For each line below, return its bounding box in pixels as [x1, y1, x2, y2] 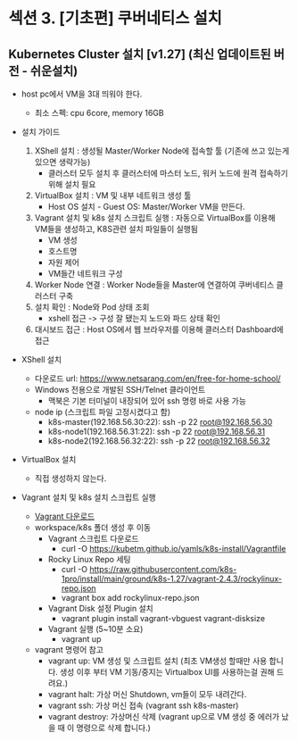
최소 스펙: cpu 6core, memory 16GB [34, 108, 164, 118]
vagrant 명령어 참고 [34, 645, 104, 654]
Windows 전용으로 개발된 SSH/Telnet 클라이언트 [34, 385, 206, 395]
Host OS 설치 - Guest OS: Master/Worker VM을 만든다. [47, 202, 246, 212]
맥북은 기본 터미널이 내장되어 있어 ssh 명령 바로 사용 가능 [47, 395, 247, 406]
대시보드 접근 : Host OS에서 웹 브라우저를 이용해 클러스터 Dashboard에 [34, 324, 285, 335]
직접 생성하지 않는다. [34, 473, 107, 483]
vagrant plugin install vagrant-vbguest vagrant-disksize [61, 613, 265, 623]
